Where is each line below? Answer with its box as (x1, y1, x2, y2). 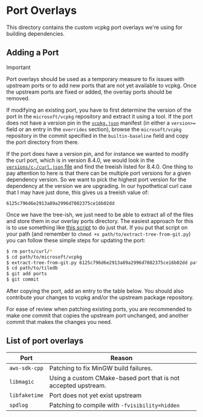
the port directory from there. (6, 138, 80, 146)
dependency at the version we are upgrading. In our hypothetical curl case (6, 182, 192, 189)
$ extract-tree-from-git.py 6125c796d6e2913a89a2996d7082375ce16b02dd (6, 259, 188, 266)
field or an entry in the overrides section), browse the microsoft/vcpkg (6, 125, 182, 133)
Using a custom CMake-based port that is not (49, 373, 180, 382)
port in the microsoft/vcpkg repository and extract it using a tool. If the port (6, 112, 193, 120)
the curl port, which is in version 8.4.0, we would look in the (6, 157, 155, 164)
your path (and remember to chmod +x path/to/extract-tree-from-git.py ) (6, 230, 191, 238)
